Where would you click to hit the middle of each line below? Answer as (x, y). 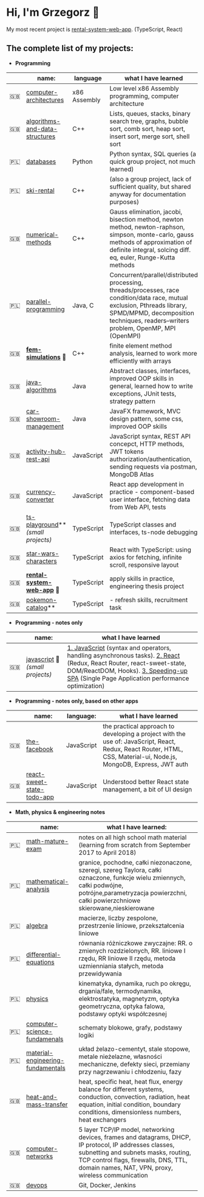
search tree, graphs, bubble (148, 121)
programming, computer (144, 96)
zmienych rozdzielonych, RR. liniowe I (132, 950)
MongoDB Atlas (131, 474)
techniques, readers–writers (149, 320)
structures (41, 136)
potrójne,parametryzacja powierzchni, (133, 893)
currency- (41, 491)
